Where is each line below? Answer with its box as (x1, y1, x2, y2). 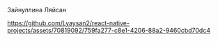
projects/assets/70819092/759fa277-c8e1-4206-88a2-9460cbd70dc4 (7, 27, 211, 34)
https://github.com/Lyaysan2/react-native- (7, 19, 130, 27)
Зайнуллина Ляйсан (7, 6, 67, 14)
